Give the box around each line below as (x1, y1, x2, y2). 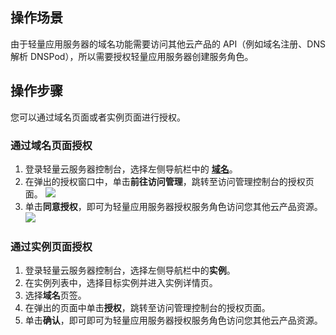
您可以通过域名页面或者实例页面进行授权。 (10, 111, 186, 123)
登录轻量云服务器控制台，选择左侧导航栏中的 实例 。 (24, 264, 236, 277)
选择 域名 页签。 (24, 289, 87, 302)
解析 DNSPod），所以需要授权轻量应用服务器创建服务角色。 (10, 50, 254, 62)
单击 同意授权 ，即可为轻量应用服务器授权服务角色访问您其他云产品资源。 (24, 200, 323, 212)
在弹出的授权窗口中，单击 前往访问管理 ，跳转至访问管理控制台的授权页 (24, 175, 315, 187)
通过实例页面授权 (10, 239, 93, 253)
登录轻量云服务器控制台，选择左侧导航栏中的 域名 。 (24, 163, 238, 175)
